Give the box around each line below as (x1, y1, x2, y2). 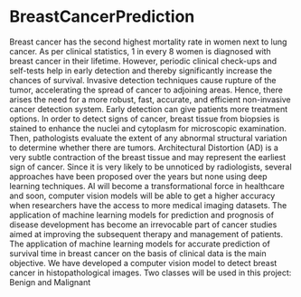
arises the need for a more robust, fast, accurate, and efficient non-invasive (9, 93, 291, 105)
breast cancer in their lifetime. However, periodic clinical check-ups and (9, 55, 277, 66)
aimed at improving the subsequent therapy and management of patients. (9, 228, 284, 239)
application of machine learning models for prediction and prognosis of (9, 209, 274, 220)
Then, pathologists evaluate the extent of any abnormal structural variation (9, 132, 287, 143)
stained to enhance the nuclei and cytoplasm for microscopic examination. (9, 122, 287, 133)
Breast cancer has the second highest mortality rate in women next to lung (9, 36, 287, 47)
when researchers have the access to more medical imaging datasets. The (9, 199, 287, 210)
